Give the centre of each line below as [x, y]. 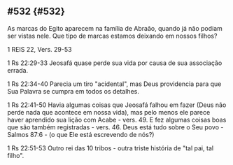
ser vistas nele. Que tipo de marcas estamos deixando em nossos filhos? [112, 36]
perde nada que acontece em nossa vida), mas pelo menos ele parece [109, 112]
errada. [18, 70]
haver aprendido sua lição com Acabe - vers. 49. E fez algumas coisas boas [117, 120]
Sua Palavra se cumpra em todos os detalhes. [73, 91]
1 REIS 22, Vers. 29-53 [40, 49]
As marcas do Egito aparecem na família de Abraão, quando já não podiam [115, 28]
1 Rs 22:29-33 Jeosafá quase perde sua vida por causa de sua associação [115, 63]
